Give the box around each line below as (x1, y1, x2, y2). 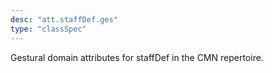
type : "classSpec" (10, 24, 87, 34)
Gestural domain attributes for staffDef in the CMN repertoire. (10, 51, 264, 63)
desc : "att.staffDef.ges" (10, 14, 118, 25)
